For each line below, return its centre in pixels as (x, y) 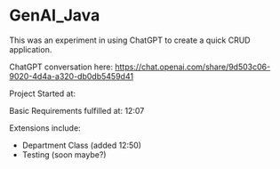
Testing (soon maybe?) (64, 154)
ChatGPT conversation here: (61, 67)
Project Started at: (43, 93)
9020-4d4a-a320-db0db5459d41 (72, 76)
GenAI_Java (55, 16)
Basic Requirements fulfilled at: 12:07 (77, 110)
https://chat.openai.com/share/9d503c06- (193, 67)
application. (31, 49)
